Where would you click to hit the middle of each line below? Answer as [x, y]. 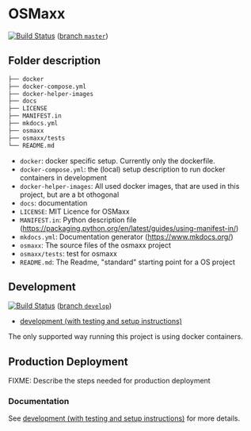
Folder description [55, 61]
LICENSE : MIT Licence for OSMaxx [74, 211]
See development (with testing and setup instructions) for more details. [124, 418]
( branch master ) [82, 36]
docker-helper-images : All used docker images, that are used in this [129, 186]
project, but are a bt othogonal [69, 194]
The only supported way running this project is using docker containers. [125, 337]
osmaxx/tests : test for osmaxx [68, 253]
